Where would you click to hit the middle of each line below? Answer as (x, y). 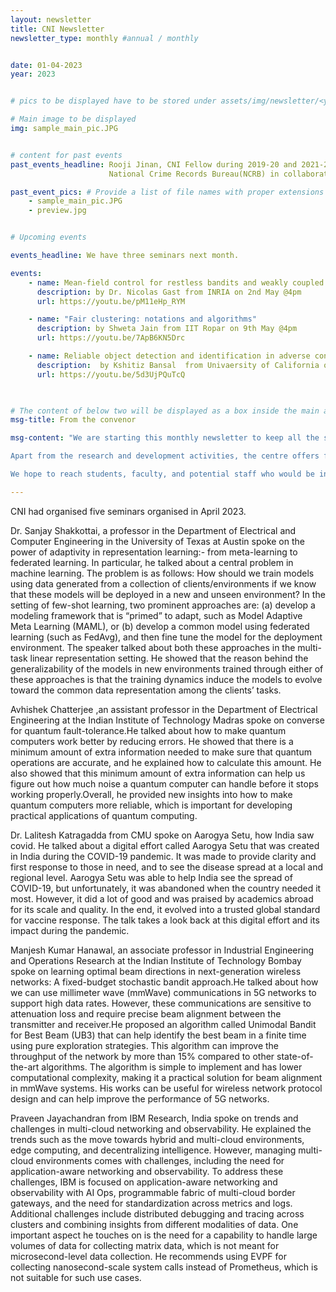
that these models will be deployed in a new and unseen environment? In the (168, 594)
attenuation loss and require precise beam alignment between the (146, 1013)
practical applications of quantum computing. (104, 815)
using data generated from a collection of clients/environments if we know (163, 583)
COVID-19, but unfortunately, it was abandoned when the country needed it (166, 888)
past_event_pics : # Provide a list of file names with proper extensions (167, 192)
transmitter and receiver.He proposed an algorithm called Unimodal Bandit (163, 1024)
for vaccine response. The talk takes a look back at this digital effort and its (165, 920)
